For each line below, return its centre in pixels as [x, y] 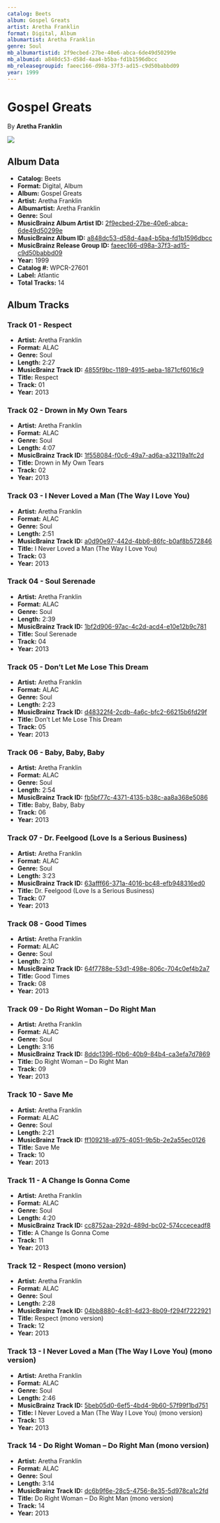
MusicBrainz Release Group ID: [63, 245]
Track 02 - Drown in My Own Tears [67, 410]
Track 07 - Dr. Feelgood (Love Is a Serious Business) [97, 838]
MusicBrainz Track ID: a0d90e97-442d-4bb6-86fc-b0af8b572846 [115, 541]
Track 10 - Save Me [40, 1095]
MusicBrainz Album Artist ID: [60, 223]
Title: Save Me [38, 1147]
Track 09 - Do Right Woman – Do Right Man [82, 1009]
